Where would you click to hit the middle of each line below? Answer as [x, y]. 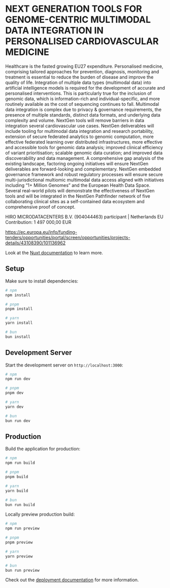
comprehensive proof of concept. [40, 207]
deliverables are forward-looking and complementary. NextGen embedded [83, 169]
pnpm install [19, 309]
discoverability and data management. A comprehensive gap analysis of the [84, 158]
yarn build [17, 491]
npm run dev [18, 379]
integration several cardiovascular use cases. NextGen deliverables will [80, 126]
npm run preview [22, 528]
